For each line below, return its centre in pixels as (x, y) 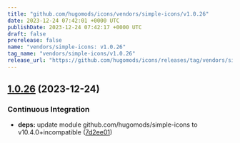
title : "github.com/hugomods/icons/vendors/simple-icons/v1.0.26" (108, 14)
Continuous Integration (49, 110)
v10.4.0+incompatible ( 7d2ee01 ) (65, 132)
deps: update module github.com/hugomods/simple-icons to (107, 125)
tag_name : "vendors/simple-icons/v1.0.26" (71, 54)
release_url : (27, 60)
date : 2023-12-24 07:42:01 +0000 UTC (64, 21)
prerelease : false (35, 41)
